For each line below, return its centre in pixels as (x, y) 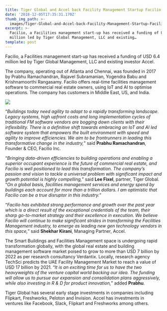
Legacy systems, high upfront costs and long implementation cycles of (78, 116)
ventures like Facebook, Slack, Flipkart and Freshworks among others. (77, 303)
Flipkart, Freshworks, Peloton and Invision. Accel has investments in (75, 298)
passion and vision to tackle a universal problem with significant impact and (83, 174)
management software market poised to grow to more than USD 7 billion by (82, 251)
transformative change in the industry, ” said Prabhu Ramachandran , (76, 143)
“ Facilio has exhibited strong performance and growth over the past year (80, 205)
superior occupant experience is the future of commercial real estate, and (81, 163)
